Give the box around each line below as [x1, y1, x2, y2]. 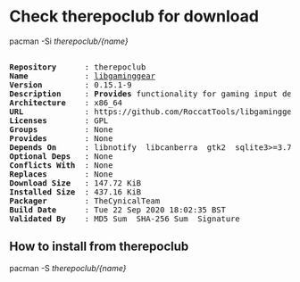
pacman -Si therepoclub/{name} [9, 36, 129, 46]
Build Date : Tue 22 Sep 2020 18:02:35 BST [9, 204, 226, 215]
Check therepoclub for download [9, 6, 259, 27]
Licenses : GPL [9, 115, 109, 126]
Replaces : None [9, 169, 113, 179]
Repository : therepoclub [9, 62, 146, 72]
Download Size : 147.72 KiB [9, 178, 142, 188]
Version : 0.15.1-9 [9, 79, 132, 90]
